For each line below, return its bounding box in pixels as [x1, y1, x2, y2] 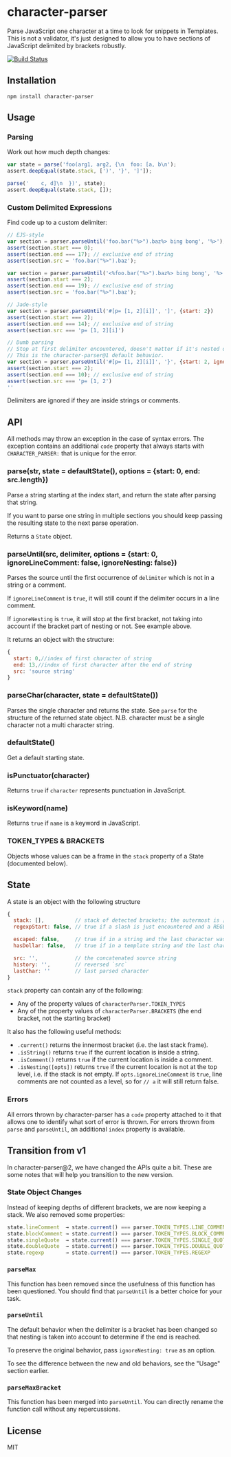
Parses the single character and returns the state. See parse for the [7, 706, 197, 714]
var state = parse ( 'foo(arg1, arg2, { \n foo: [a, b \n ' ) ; [7, 161, 177, 169]
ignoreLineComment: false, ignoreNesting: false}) [7, 558, 177, 568]
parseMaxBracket [7, 1383, 62, 1392]
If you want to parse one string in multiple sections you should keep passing [7, 511, 223, 519]
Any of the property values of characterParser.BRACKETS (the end [16, 1007, 201, 1015]
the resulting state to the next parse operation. [7, 519, 139, 527]
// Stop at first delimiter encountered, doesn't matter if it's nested [7, 345, 220, 353]
